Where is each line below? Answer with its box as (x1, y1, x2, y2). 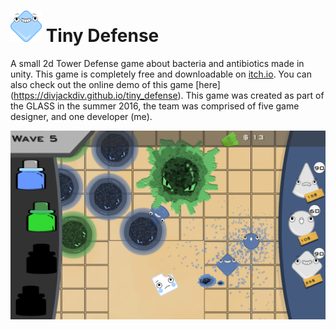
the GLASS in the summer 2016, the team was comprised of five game (10, 100, 300, 112)
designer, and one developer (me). (10, 110, 153, 122)
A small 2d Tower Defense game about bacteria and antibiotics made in (10, 57, 305, 69)
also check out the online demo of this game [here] (10, 78, 221, 90)
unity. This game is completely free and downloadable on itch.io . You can (10, 68, 312, 80)
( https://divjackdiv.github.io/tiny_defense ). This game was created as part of (10, 89, 325, 101)
